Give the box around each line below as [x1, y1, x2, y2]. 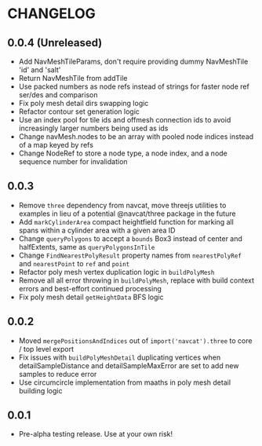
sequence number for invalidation [18, 157, 128, 166]
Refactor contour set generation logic [18, 107, 140, 116]
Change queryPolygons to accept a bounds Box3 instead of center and [18, 233, 242, 243]
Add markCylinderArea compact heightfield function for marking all [18, 217, 235, 226]
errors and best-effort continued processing [18, 283, 162, 293]
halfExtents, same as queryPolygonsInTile [18, 242, 155, 251]
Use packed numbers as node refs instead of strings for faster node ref [18, 82, 250, 91]
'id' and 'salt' [18, 65, 61, 75]
